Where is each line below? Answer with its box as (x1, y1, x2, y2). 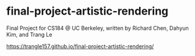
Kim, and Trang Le (6, 30, 53, 38)
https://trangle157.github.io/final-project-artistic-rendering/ (6, 43, 154, 50)
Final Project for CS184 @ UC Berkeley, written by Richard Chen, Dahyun (6, 24, 189, 32)
